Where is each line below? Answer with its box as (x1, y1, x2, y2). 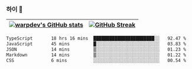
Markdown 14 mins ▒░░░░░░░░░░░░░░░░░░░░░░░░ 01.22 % (6, 52, 186, 58)
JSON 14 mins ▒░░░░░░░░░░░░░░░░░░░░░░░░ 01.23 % (6, 47, 186, 52)
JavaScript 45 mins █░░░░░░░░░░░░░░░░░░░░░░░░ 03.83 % (6, 41, 186, 47)
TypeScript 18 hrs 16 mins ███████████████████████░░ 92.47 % (6, 35, 186, 42)
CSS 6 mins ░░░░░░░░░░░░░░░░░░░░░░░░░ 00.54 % (6, 57, 186, 63)
